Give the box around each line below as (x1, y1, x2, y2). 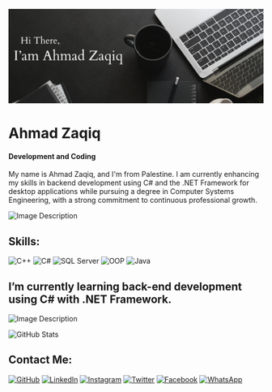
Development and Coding (8, 151, 96, 161)
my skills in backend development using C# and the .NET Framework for (8, 178, 249, 187)
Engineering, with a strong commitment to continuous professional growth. (8, 196, 257, 205)
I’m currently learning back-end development (8, 279, 243, 293)
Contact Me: (8, 353, 73, 367)
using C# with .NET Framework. (8, 292, 172, 306)
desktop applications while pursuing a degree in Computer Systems (8, 187, 235, 196)
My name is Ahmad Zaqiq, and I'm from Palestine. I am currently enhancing (8, 170, 260, 179)
